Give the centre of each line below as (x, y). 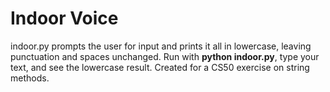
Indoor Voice (64, 18)
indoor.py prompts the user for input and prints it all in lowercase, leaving (161, 46)
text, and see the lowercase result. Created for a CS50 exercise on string (160, 67)
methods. (30, 78)
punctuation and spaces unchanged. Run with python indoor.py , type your (165, 56)
